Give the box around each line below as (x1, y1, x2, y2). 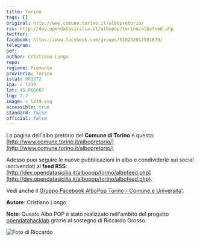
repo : (6, 59, 20, 65)
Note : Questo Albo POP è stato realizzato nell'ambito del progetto (6, 210, 169, 218)
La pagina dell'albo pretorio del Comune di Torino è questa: (6, 132, 155, 139)
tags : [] (6, 14, 28, 20)
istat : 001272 (6, 76, 42, 82)
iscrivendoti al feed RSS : (6, 163, 67, 170)
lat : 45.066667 (6, 87, 45, 93)
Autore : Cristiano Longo (6, 199, 66, 206)
